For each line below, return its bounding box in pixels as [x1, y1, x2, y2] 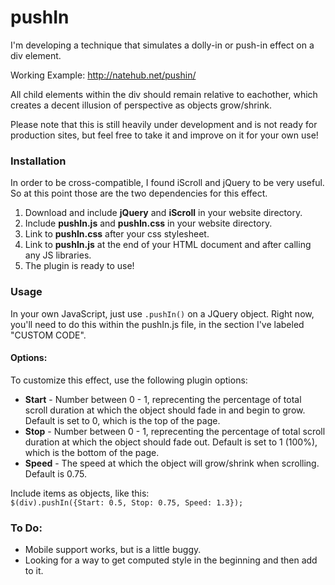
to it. [24, 565, 44, 577]
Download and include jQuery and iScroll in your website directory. [24, 207, 303, 219]
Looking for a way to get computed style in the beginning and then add [24, 554, 318, 566]
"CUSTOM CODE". [10, 329, 87, 341]
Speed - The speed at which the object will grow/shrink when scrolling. [24, 457, 320, 469]
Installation [10, 154, 67, 168]
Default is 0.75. [24, 467, 88, 480]
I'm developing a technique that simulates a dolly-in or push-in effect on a [10, 39, 315, 51]
